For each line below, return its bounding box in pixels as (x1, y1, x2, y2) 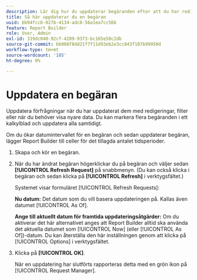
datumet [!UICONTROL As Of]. (14, 202, 89, 209)
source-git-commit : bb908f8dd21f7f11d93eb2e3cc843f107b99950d (6, 42, 161, 48)
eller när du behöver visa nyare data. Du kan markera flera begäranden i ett (6, 114, 188, 121)
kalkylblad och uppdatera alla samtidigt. (6, 120, 103, 127)
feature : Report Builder (6, 25, 67, 31)
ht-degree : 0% (6, 58, 41, 63)
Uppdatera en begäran (6, 88, 118, 102)
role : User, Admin (6, 31, 51, 36)
